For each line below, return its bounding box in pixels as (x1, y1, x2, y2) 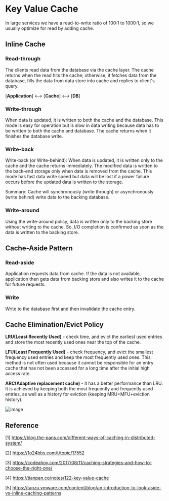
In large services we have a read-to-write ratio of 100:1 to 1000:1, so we (5, 20, 154, 26)
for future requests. (5, 281, 46, 287)
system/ (5, 440, 22, 446)
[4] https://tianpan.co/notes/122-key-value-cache (5, 475, 109, 481)
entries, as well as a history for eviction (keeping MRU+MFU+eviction (5, 391, 150, 397)
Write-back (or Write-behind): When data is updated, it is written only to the (5, 157, 163, 163)
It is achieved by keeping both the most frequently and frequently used (5, 386, 153, 392)
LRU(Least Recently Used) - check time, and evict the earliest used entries (5, 333, 162, 340)
